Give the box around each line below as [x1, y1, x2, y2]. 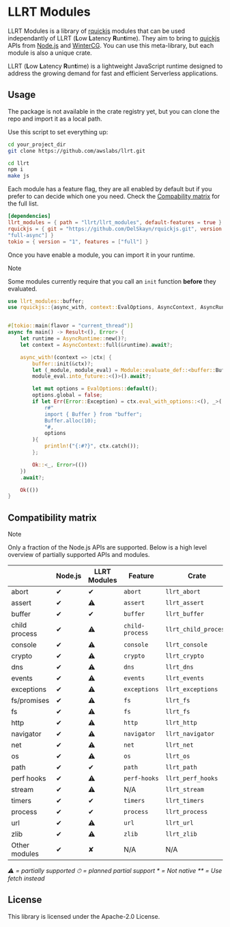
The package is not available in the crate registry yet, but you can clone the [8, 107, 220, 115]
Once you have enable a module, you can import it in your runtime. [8, 251, 195, 259]
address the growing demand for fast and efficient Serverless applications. [8, 69, 218, 77]
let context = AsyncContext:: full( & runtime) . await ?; [20, 341, 173, 348]
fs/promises [11, 696, 50, 706]
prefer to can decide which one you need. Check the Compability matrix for [8, 193, 220, 201]
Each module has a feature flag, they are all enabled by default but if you [8, 185, 212, 193]
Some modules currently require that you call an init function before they [8, 277, 217, 285]
